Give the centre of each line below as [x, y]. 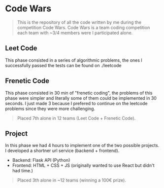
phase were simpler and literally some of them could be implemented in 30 [81, 98]
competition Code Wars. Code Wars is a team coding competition [83, 27]
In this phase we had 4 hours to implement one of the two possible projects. [82, 146]
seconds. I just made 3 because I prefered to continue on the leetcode [76, 103]
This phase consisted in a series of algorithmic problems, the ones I [74, 60]
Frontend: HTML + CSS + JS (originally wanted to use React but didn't [83, 165]
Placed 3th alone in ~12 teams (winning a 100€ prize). [72, 180]
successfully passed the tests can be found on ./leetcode [63, 65]
